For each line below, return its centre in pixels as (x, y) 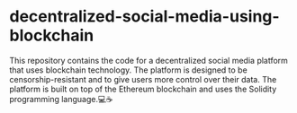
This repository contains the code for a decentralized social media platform (148, 60)
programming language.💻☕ (61, 99)
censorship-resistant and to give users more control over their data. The (143, 79)
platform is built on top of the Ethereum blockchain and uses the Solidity (143, 89)
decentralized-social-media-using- (145, 17)
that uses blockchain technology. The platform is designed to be (128, 70)
